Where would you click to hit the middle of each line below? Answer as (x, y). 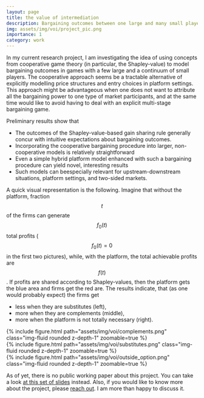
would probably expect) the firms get (53, 295)
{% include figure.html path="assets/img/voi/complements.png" (87, 331)
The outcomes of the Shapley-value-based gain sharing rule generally (103, 133)
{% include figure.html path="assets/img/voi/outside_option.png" (88, 357)
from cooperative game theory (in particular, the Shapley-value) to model (98, 64)
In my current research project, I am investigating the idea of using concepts (102, 58)
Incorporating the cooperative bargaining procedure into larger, (94, 146)
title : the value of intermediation (53, 18)
